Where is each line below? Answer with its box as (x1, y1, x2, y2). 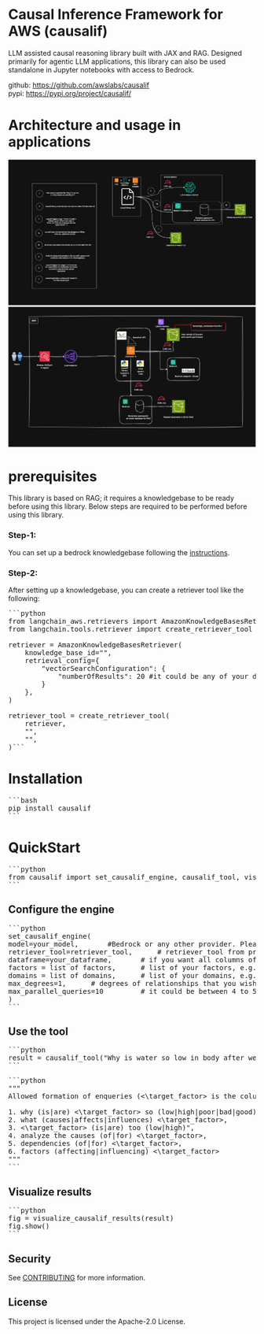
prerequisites (8, 467, 97, 485)
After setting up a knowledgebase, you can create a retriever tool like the (8, 585, 244, 595)
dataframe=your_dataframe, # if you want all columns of (8, 955, 257, 964)
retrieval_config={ (24, 656, 100, 665)
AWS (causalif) (8, 22, 108, 40)
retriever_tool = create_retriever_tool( (8, 711, 170, 720)
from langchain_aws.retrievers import (8, 617, 158, 625)
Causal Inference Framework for (8, 6, 224, 24)
